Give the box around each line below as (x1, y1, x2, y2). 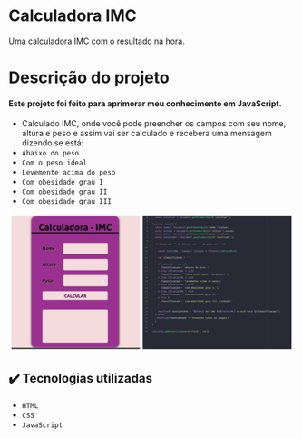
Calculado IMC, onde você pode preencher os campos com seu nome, (21, 118, 287, 129)
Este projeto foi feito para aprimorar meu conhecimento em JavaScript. (8, 97, 282, 109)
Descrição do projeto (8, 67, 170, 88)
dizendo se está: (21, 137, 84, 148)
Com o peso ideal (21, 158, 88, 168)
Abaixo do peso (21, 149, 80, 158)
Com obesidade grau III (21, 197, 112, 206)
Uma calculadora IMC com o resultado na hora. (8, 35, 185, 46)
